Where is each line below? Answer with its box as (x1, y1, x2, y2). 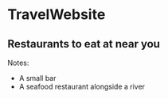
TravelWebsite (7, 6, 106, 24)
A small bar (18, 74, 57, 82)
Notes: (7, 58, 29, 67)
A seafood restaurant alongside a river (18, 82, 145, 91)
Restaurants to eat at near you (7, 37, 161, 51)
